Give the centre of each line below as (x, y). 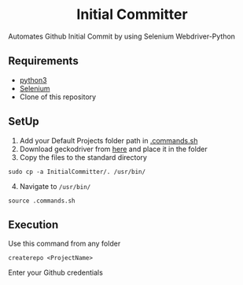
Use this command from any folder (64, 244)
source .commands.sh (42, 201)
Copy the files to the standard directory (83, 157)
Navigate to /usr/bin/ (55, 186)
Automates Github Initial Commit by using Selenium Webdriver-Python (122, 36)
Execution (33, 225)
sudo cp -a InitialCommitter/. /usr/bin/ (77, 172)
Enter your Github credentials (56, 272)
